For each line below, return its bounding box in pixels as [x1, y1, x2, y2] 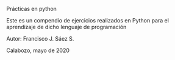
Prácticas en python [6, 5, 57, 12]
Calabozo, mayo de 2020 [6, 47, 70, 54]
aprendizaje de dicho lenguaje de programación [6, 24, 127, 30]
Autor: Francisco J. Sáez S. [6, 35, 74, 42]
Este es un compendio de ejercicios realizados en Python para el [6, 17, 170, 24]
